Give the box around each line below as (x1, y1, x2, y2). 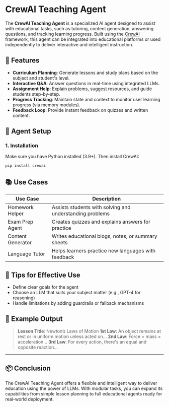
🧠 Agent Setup (5, 127, 51, 135)
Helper (8, 210, 24, 217)
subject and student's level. (12, 75, 70, 81)
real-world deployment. (5, 396, 54, 402)
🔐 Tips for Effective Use (5, 270, 80, 279)
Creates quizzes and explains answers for (51, 218, 151, 225)
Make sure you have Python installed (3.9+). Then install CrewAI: (5, 154, 139, 160)
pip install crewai (5, 163, 46, 168)
